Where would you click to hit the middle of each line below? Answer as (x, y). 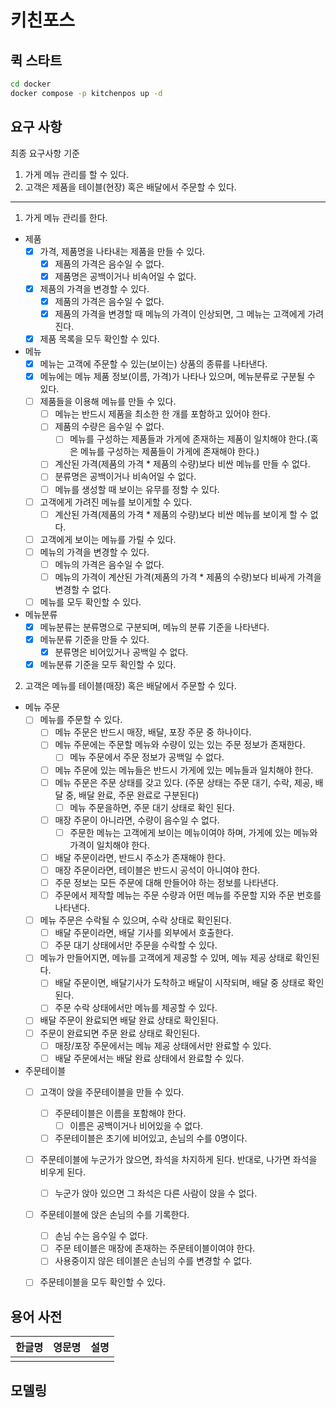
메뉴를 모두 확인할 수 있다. (90, 602)
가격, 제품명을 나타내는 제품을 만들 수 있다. (122, 251)
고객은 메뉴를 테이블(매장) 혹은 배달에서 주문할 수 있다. (130, 686)
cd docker (31, 84)
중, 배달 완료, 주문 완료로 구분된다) (132, 795)
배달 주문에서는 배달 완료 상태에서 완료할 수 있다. (149, 1058)
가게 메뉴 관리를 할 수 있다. (77, 174)
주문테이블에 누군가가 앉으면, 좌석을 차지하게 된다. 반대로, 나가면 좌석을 (178, 1159)
